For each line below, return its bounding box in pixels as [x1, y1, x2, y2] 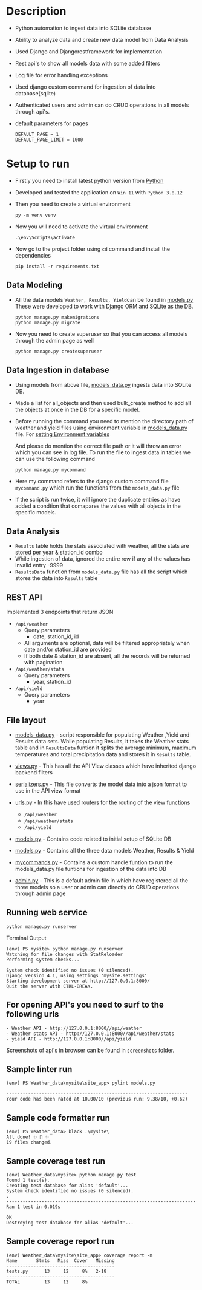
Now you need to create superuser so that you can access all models [15, 330, 188, 338]
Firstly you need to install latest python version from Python [15, 177, 164, 184]
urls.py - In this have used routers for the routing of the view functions [15, 799, 191, 806]
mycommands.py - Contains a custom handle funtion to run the [15, 858, 174, 866]
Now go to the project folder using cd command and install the [15, 245, 171, 253]
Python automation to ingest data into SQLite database [15, 24, 151, 32]
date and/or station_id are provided [24, 646, 112, 654]
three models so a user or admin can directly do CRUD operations [15, 883, 180, 890]
